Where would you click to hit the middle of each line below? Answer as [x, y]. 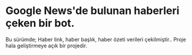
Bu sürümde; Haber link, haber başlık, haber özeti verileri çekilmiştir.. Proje [96, 39]
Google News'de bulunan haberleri [92, 11]
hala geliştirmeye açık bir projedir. [47, 46]
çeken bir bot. [40, 23]
